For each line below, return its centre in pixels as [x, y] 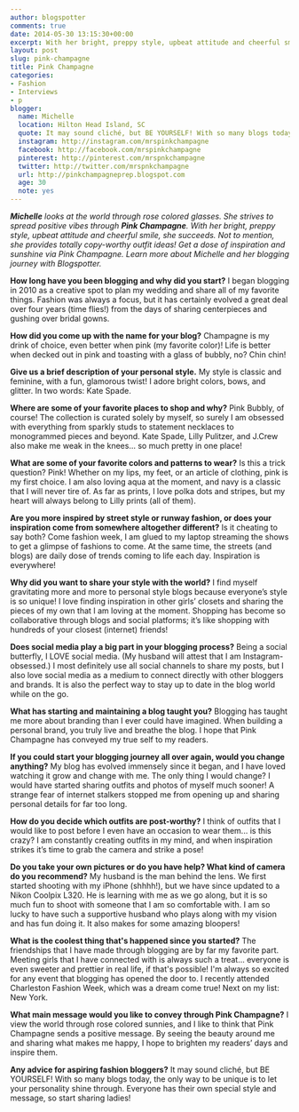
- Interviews [34, 92]
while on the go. [39, 694]
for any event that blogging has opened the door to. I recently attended [140, 978]
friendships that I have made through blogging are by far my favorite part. [145, 950]
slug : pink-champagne [50, 59]
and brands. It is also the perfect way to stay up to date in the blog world [143, 684]
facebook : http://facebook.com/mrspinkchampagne [110, 149]
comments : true [38, 26]
